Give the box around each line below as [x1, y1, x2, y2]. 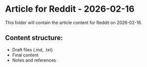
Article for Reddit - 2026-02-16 [5, 3, 135, 15]
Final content [12, 52, 39, 58]
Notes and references [12, 57, 56, 63]
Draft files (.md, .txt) [12, 46, 53, 52]
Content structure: [5, 34, 63, 42]
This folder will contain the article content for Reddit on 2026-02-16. [5, 20, 143, 25]
